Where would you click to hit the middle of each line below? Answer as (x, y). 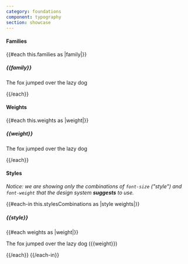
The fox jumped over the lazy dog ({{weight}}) (62, 243)
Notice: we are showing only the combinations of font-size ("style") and (94, 186)
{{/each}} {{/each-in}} (33, 255)
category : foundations (34, 11)
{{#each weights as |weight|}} (42, 232)
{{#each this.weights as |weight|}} (47, 120)
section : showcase (28, 22)
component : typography (34, 17)
